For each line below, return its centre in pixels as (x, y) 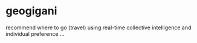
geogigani (31, 11)
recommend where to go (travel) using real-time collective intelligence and (98, 27)
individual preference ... (35, 33)
